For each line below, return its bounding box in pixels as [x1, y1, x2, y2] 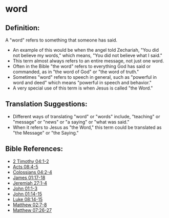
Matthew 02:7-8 [12, 202, 47, 208]
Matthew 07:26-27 [12, 207, 52, 213]
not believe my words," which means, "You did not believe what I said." [12, 52, 163, 58]
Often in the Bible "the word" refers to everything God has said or [12, 63, 151, 69]
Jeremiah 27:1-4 [12, 180, 48, 186]
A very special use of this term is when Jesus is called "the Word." [12, 85, 153, 91]
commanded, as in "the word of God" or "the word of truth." [12, 69, 139, 75]
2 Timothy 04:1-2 [12, 158, 49, 164]
